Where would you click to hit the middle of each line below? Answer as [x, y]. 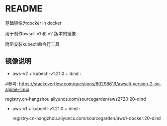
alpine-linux [17, 89]
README [24, 9]
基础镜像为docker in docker [34, 23]
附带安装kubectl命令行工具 [32, 44]
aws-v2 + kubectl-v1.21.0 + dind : [46, 73]
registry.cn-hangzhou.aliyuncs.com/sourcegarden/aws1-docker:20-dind [86, 118]
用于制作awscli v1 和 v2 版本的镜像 [41, 33]
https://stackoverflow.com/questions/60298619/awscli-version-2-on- [90, 84]
